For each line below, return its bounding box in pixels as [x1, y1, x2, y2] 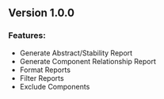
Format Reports [19, 65, 71, 74]
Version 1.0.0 [8, 6, 75, 20]
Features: [8, 30, 46, 41]
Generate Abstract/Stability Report [19, 48, 133, 58]
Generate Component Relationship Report [19, 56, 157, 66]
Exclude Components [19, 82, 90, 91]
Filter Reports [19, 73, 65, 82]
